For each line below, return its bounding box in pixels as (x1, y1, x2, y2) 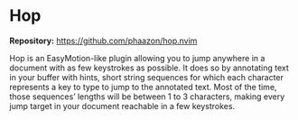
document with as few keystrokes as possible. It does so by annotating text (9, 62, 289, 73)
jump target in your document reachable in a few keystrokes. (9, 100, 236, 111)
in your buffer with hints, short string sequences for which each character (9, 71, 284, 82)
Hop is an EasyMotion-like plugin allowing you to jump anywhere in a (9, 52, 265, 63)
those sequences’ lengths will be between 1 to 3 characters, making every (9, 91, 285, 102)
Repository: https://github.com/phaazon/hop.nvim (9, 35, 198, 46)
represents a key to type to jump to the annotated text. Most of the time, (9, 81, 277, 92)
